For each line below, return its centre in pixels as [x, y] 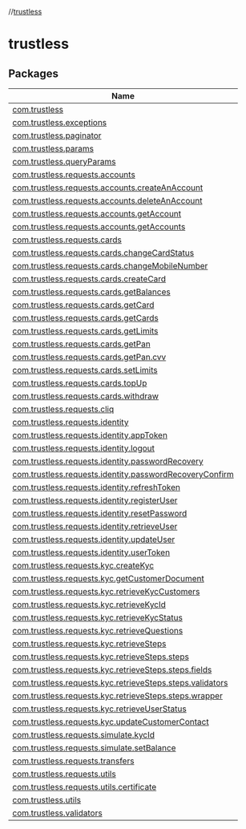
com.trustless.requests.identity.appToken [90, 435]
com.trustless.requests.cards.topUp [80, 383]
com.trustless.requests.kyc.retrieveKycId [89, 605]
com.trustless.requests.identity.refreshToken [96, 487]
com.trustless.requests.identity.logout [83, 448]
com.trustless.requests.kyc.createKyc [83, 566]
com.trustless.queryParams [64, 162]
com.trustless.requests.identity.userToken [91, 552]
